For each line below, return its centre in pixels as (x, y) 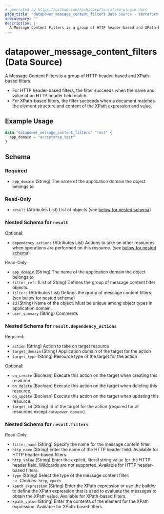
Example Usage (29, 121)
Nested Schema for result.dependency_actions (61, 326)
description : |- (21, 23)
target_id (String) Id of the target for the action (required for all (76, 407)
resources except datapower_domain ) (49, 412)
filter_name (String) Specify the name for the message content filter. (82, 444)
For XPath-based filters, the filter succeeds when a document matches (83, 101)
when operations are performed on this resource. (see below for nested (84, 247)
